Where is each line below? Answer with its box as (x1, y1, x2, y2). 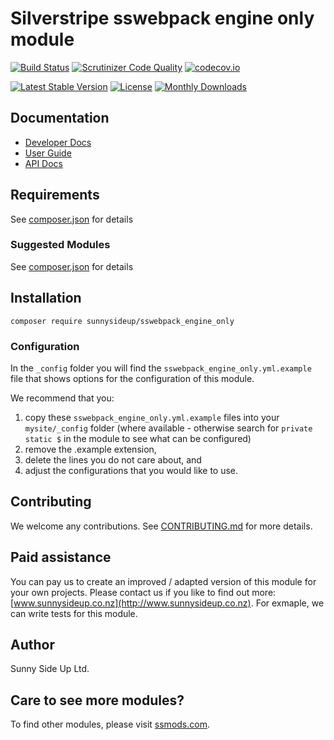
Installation (10, 290, 82, 307)
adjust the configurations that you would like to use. (24, 464, 239, 476)
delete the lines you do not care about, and (24, 453, 202, 466)
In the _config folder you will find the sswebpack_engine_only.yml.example (10, 362, 312, 374)
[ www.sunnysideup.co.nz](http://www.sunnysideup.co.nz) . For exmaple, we (10, 597, 325, 609)
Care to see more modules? (10, 692, 185, 709)
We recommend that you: (10, 392, 115, 404)
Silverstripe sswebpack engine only (10, 7, 315, 30)
